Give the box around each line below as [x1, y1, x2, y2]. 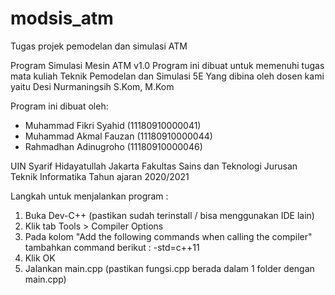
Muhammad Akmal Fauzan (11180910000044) [24, 130, 213, 142]
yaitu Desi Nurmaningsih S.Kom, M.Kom [10, 80, 175, 92]
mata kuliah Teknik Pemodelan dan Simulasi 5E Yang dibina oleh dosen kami [10, 70, 325, 82]
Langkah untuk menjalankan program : [10, 190, 169, 202]
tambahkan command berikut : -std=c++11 [24, 241, 200, 253]
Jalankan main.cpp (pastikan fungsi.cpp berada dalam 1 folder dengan [24, 262, 315, 274]
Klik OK [24, 252, 56, 264]
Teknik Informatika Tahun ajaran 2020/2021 [10, 170, 190, 182]
